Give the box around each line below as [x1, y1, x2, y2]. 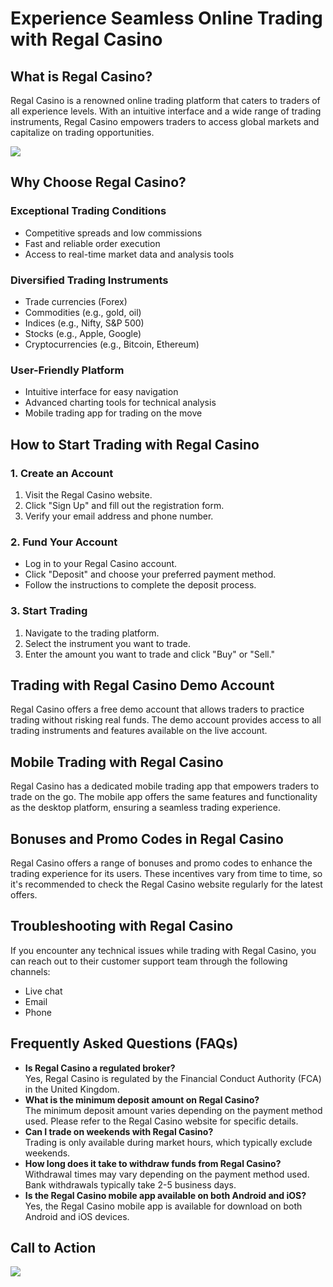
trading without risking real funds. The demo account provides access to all [10, 714, 322, 726]
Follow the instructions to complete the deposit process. [24, 579, 257, 591]
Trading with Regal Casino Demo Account [10, 677, 275, 694]
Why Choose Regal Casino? [10, 174, 187, 191]
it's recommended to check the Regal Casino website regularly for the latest [10, 878, 323, 890]
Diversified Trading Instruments [10, 273, 169, 287]
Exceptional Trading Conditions [10, 204, 167, 218]
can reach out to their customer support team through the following [10, 955, 288, 967]
